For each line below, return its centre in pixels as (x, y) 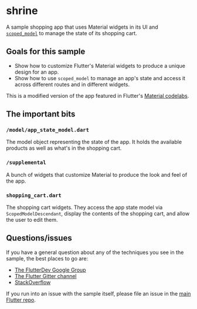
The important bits (41, 114)
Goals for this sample (46, 52)
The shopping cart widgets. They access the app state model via (84, 207)
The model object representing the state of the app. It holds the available (94, 142)
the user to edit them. (32, 220)
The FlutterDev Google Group (50, 270)
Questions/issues (39, 238)
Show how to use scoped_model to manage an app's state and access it (100, 78)
